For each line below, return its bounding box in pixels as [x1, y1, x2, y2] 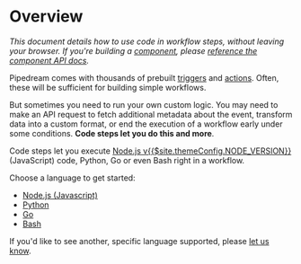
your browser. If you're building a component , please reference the [9, 45, 258, 56]
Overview [9, 6, 84, 27]
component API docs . [9, 55, 90, 66]
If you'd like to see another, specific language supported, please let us [9, 235, 270, 246]
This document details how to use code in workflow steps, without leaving [9, 36, 285, 47]
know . [9, 245, 31, 256]
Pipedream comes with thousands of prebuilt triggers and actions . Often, [9, 72, 279, 83]
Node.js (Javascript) [22, 189, 99, 200]
